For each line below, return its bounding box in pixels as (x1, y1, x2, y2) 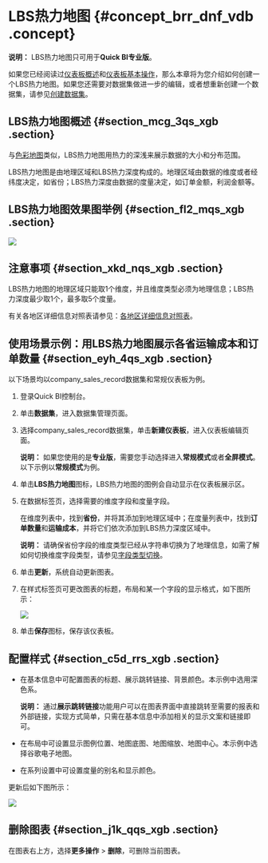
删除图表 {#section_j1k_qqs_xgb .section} (8, 823, 219, 837)
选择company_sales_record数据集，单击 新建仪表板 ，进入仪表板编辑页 (19, 425, 250, 435)
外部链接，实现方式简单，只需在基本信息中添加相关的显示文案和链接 (19, 712, 244, 721)
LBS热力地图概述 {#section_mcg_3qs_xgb (8, 115, 219, 129)
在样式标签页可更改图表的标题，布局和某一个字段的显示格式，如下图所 (19, 584, 251, 594)
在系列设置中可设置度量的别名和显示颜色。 (19, 766, 160, 775)
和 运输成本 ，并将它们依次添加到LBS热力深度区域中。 (41, 523, 215, 533)
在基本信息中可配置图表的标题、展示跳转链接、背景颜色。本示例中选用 (19, 674, 251, 684)
